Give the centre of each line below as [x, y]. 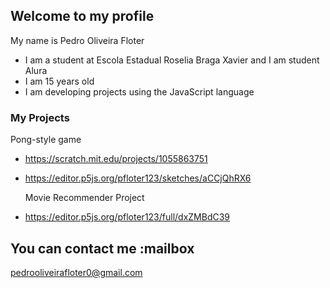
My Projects [40, 117]
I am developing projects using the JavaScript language [139, 91]
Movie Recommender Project [84, 198]
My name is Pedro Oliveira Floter [77, 40]
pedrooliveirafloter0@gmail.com [76, 272]
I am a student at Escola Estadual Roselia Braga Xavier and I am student [172, 60]
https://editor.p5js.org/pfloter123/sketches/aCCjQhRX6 [138, 178]
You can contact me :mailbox [102, 248]
